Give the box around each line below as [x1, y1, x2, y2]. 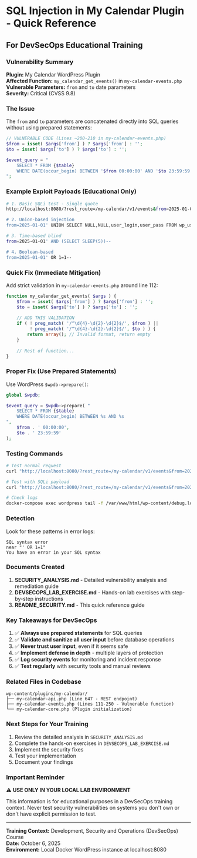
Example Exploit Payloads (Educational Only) [6, 187, 137, 195]
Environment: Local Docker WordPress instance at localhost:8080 [6, 846, 167, 853]
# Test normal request [6, 463, 62, 468]
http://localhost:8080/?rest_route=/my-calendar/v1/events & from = [6, 206, 169, 212]
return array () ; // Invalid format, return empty [27, 331, 151, 338]
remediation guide [14, 583, 59, 590]
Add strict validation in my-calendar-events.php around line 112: [6, 281, 158, 289]
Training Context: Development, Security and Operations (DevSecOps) [6, 827, 179, 834]
